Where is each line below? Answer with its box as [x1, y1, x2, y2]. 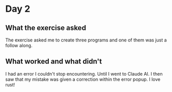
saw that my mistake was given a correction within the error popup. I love [5, 76, 161, 82]
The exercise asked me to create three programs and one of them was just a [5, 37, 167, 43]
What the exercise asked [5, 24, 86, 32]
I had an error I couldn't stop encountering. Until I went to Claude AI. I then [5, 71, 163, 77]
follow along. [5, 42, 33, 49]
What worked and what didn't [5, 57, 102, 66]
